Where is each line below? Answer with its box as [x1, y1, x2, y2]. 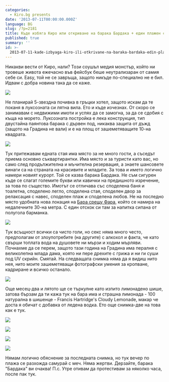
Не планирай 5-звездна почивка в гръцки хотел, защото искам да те [5, 99, 153, 105]
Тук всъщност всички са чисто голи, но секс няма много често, [5, 228, 142, 235]
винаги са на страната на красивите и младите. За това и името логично [5, 166, 162, 172]
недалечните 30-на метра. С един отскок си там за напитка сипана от [5, 204, 157, 210]
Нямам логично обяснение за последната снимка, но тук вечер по [5, 355, 150, 361]
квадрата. [5, 131, 27, 137]
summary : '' [5, 40, 30, 45]
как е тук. [5, 307, 26, 313]
